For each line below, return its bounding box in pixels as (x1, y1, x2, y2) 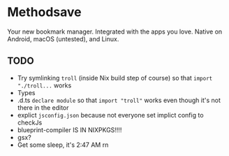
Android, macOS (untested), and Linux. (7, 34, 119, 43)
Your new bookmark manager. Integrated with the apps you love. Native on (7, 27, 223, 36)
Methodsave (7, 4, 82, 20)
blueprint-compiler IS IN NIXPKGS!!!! (17, 125, 122, 134)
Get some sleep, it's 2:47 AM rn (17, 141, 109, 149)
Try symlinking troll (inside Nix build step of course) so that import (17, 73, 213, 82)
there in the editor (17, 103, 69, 112)
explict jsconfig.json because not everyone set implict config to (17, 111, 204, 119)
